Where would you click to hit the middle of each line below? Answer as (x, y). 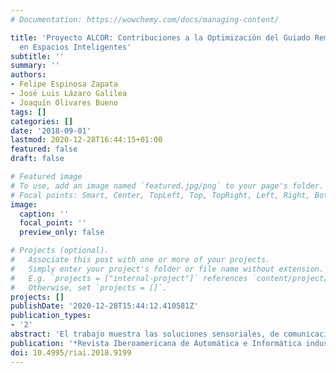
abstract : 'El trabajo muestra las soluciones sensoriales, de (145, 334)
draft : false (37, 159)
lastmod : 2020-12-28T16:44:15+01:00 (86, 140)
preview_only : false (62, 232)
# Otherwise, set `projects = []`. (89, 287)
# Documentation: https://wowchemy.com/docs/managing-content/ (145, 19)
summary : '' (35, 66)
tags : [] (28, 112)
